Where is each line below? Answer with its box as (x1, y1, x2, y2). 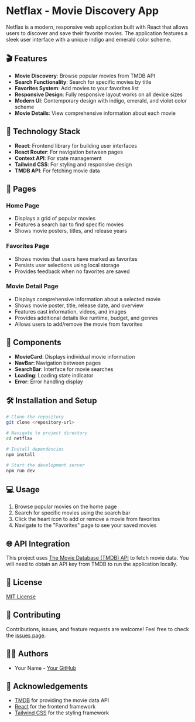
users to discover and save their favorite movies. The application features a (6, 29, 188, 36)
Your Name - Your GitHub (14, 664, 77, 672)
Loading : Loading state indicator (14, 372, 94, 379)
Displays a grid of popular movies (14, 215, 96, 222)
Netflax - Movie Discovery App (6, 4, 159, 18)
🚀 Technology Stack (6, 127, 81, 137)
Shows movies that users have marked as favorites (14, 255, 138, 262)
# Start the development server (6, 462, 85, 468)
